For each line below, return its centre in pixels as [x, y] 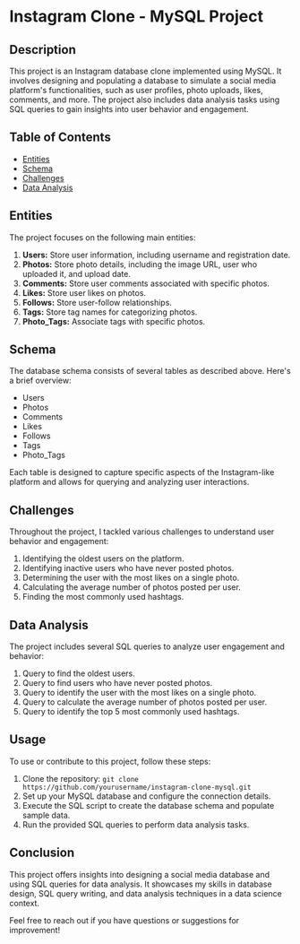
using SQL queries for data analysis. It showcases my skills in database [141, 884]
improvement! [35, 930]
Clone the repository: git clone [80, 778]
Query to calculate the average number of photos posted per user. [145, 702]
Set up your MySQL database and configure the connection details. [146, 796]
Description [43, 50]
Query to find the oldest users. [79, 673]
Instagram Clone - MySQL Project [137, 17]
